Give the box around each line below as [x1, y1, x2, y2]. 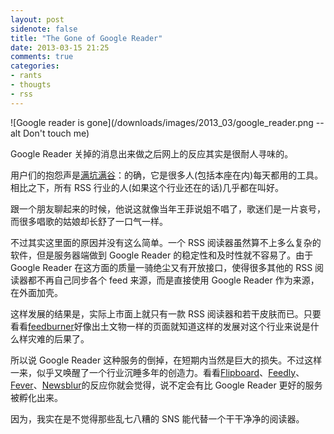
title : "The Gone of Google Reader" [10, 33, 163, 43]
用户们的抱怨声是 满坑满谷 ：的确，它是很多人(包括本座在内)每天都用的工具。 [10, 169, 324, 181]
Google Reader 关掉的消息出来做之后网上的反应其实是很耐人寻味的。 [10, 147, 294, 160]
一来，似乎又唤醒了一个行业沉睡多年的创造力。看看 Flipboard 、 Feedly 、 [10, 366, 305, 378]
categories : [10, 61, 60, 71]
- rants [10, 71, 43, 81]
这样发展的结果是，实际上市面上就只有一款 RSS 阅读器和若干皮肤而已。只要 [10, 307, 322, 320]
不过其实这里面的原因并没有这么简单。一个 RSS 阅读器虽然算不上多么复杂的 [10, 236, 322, 248]
